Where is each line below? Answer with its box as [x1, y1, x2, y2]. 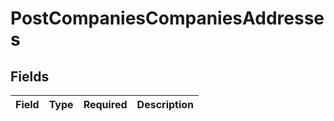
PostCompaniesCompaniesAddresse [10, 7, 325, 30]
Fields [10, 68, 50, 85]
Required [83, 98, 128, 111]
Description [136, 98, 195, 111]
